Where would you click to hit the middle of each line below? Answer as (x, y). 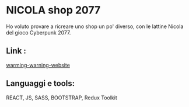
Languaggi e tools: (41, 83)
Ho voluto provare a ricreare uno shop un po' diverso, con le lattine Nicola (95, 26)
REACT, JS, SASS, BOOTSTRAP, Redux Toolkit (62, 98)
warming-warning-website (38, 65)
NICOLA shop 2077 (53, 10)
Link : (16, 51)
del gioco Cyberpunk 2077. (38, 32)
